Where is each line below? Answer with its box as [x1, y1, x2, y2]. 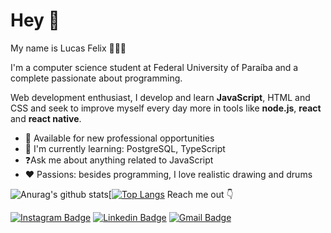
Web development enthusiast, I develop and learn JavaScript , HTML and [10, 91, 311, 103]
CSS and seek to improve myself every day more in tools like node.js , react [10, 102, 322, 114]
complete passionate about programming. [10, 72, 183, 84]
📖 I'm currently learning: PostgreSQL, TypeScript [24, 142, 226, 154]
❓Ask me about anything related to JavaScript [24, 154, 214, 166]
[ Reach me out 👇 [108, 188, 234, 200]
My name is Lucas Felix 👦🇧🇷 [10, 42, 127, 54]
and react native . [10, 112, 82, 124]
